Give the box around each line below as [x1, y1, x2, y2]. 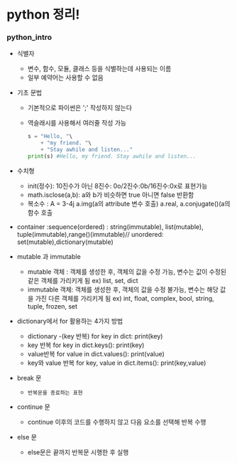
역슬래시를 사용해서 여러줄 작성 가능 [27, 119, 127, 127]
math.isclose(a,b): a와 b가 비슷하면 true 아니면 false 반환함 [27, 190, 194, 199]
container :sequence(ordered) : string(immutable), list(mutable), [16, 222, 204, 231]
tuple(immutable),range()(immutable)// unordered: [16, 230, 164, 238]
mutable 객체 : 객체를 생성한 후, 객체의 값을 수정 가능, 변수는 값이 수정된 [27, 267, 226, 276]
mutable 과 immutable [16, 252, 81, 260]
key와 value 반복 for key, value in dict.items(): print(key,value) [27, 358, 206, 367]
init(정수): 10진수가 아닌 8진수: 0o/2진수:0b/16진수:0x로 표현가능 [27, 181, 208, 190]
